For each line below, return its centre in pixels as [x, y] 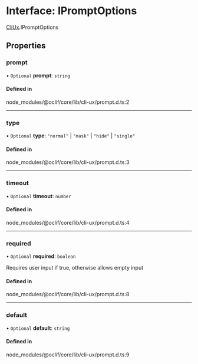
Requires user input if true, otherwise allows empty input [75, 268]
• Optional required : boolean [41, 256]
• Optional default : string [38, 328]
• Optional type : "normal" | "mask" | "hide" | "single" [71, 136]
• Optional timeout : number [39, 196]
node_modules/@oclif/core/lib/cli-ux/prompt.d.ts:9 [68, 355]
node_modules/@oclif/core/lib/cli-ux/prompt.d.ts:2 [68, 102]
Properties [26, 46]
